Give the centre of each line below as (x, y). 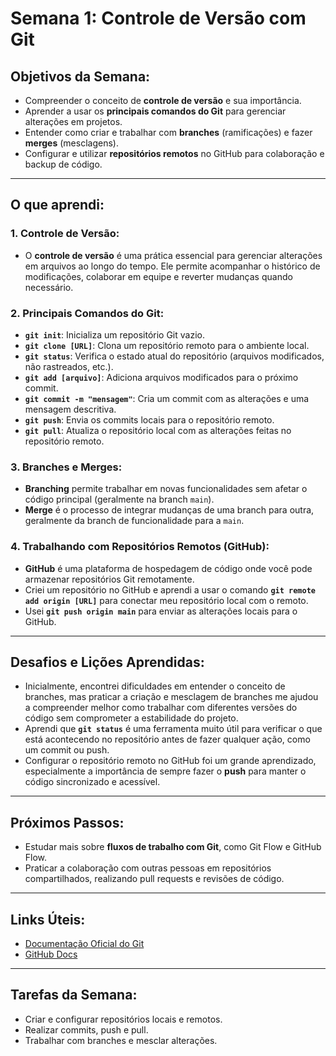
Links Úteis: (48, 919)
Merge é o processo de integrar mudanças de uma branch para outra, (169, 510)
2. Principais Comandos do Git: (87, 313)
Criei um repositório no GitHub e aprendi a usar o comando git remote (170, 589)
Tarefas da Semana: (74, 995)
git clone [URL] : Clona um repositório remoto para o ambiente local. (167, 345)
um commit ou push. (67, 750)
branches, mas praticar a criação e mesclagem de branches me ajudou (171, 697)
